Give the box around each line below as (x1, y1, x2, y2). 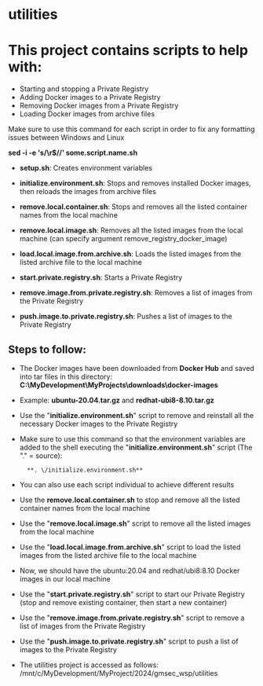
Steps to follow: (8, 343, 86, 356)
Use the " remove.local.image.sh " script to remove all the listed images (19, 519, 251, 528)
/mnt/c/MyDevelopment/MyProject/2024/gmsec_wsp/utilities (19, 668, 218, 677)
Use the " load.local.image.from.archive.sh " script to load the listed (19, 542, 241, 552)
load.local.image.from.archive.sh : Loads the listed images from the (19, 249, 242, 259)
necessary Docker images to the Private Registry (19, 419, 178, 428)
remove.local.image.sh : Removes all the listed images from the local (19, 226, 243, 235)
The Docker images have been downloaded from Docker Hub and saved (19, 363, 255, 372)
